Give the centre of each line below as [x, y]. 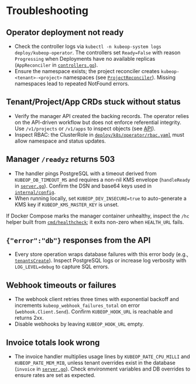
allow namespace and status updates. [60, 141]
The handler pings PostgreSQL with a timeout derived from [85, 173]
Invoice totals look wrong [53, 342]
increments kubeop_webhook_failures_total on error [77, 306]
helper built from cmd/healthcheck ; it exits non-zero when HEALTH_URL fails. [95, 222]
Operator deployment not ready [65, 32]
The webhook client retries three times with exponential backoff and [97, 299]
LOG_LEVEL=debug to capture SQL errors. [62, 267]
